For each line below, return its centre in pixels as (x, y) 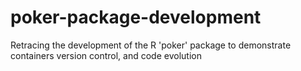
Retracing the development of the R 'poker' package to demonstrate (151, 45)
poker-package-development (136, 17)
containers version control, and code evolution (106, 55)
